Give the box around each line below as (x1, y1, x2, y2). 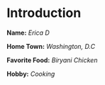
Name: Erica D (6, 28, 50, 37)
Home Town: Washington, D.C (6, 42, 96, 50)
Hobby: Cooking (6, 69, 55, 78)
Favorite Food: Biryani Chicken (6, 55, 98, 64)
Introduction (6, 5, 82, 21)
